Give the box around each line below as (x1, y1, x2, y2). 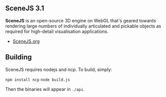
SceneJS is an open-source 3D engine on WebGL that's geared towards (5, 17, 156, 23)
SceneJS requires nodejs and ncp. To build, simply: (5, 66, 112, 73)
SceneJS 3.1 (5, 4, 45, 13)
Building (5, 53, 32, 61)
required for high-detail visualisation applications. (5, 28, 109, 35)
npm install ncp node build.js (5, 77, 70, 82)
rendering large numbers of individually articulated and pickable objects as (5, 23, 161, 29)
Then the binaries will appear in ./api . (5, 86, 85, 92)
